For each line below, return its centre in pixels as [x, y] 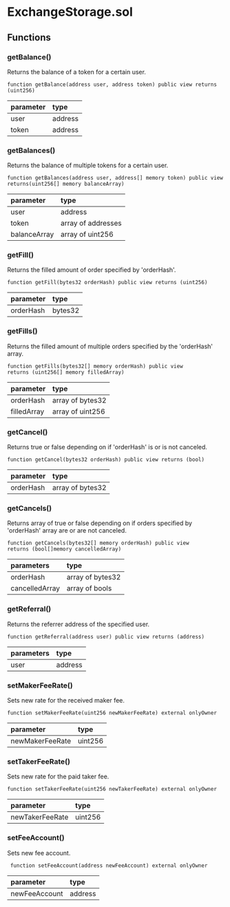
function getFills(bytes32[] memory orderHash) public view [95, 366]
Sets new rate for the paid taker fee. [58, 777]
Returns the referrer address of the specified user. [79, 624]
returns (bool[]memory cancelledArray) [64, 549]
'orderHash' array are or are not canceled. [67, 531]
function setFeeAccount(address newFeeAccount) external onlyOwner [109, 865]
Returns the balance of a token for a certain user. [77, 72]
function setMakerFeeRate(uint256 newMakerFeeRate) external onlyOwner [112, 713]
